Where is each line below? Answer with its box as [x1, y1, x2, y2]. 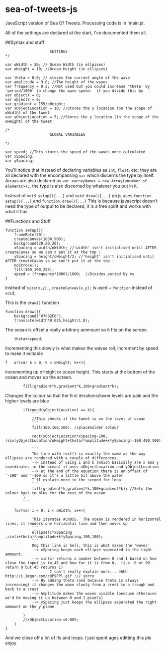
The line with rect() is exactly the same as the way [31, 451, 146, 456]
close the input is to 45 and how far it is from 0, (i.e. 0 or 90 [5, 560, 150, 565]
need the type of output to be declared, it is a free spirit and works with [5, 203, 151, 209]
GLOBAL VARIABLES [49, 132, 85, 137]
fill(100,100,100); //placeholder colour [31, 425, 119, 430]
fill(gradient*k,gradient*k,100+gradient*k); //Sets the [31, 486, 153, 491]
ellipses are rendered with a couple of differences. [5, 455, 119, 460]
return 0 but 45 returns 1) [5, 565, 64, 570]
